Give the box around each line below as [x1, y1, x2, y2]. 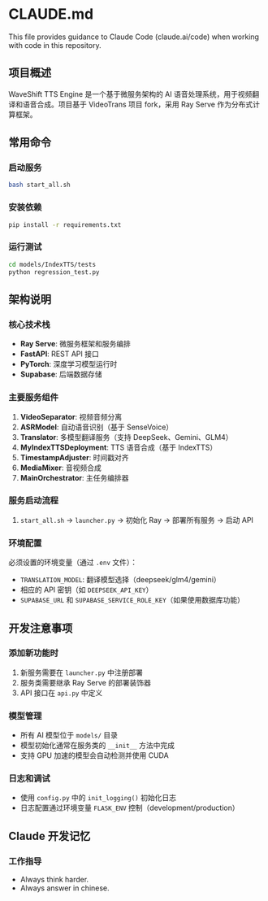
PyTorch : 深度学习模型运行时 [19, 359, 118, 369]
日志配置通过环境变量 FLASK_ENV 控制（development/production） [19, 803, 240, 813]
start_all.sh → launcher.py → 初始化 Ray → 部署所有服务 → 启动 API [19, 515, 254, 524]
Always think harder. [19, 875, 89, 885]
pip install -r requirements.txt [8, 220, 122, 229]
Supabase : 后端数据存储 [19, 369, 103, 379]
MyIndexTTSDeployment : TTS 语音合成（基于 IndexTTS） [19, 442, 218, 452]
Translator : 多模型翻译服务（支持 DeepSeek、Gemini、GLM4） [19, 432, 233, 442]
